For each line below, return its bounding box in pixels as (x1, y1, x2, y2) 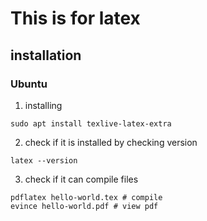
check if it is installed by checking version (24, 136, 198, 148)
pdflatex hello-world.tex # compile (10, 192, 163, 202)
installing (24, 99, 63, 111)
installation (10, 47, 82, 64)
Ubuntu (10, 77, 48, 91)
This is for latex (10, 7, 141, 30)
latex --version (10, 155, 78, 166)
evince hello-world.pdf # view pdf (10, 201, 159, 211)
